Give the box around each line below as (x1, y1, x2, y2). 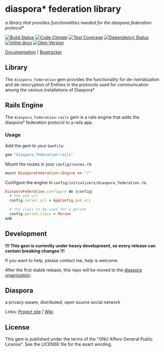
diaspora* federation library (5, 3, 121, 15)
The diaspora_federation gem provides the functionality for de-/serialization (5, 76, 160, 82)
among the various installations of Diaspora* (5, 87, 95, 93)
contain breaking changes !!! (5, 248, 65, 254)
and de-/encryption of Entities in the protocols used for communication (5, 81, 149, 87)
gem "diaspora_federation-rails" (5, 152, 73, 157)
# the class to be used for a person (9, 207, 87, 212)
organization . (5, 272, 32, 278)
